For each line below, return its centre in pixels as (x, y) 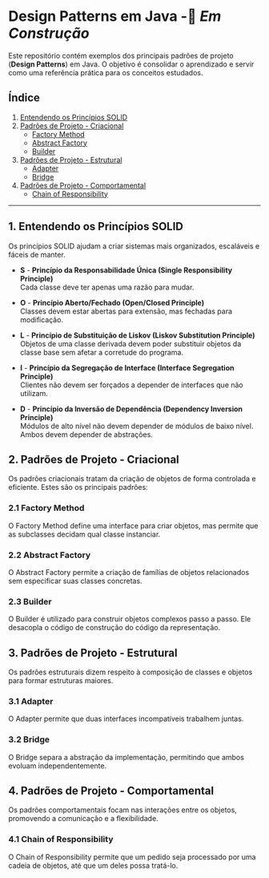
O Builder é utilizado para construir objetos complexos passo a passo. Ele (130, 619)
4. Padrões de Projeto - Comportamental (111, 791)
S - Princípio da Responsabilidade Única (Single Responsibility (126, 270)
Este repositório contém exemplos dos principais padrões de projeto (121, 55)
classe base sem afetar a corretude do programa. (102, 352)
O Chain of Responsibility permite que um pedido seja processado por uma (132, 856)
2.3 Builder (30, 601)
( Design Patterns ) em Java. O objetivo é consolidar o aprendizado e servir (131, 64)
